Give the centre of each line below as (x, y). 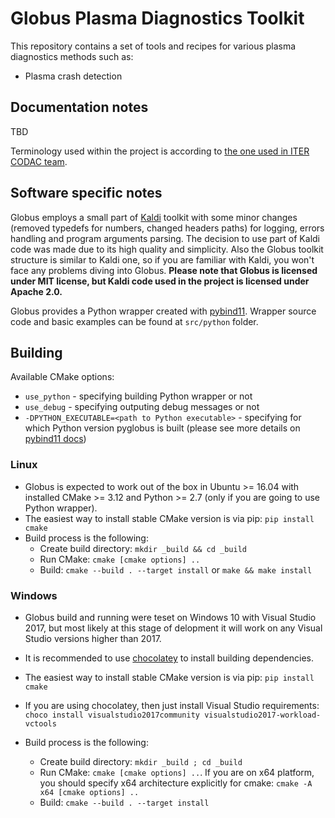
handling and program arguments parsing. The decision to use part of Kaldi (165, 238)
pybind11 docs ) (55, 439)
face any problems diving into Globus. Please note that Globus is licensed (164, 270)
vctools (40, 723)
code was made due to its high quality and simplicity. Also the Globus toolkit (167, 249)
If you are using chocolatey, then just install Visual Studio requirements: (172, 705)
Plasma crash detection (73, 76)
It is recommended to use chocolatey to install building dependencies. (169, 658)
